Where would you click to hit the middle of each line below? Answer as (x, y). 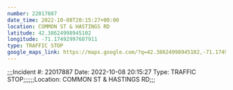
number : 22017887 (32, 13)
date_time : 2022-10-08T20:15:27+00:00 (63, 20)
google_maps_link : (34, 53)
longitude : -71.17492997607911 (52, 39)
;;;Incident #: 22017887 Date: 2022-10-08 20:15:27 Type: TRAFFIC (102, 72)
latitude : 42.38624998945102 (49, 33)
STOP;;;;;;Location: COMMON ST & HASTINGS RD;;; (81, 79)
